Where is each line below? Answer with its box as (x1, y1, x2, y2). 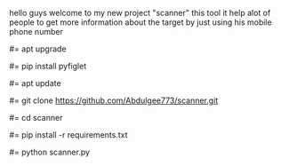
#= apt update (9, 78, 61, 88)
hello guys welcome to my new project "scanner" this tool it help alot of (9, 8, 271, 18)
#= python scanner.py (9, 146, 91, 157)
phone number (9, 27, 64, 36)
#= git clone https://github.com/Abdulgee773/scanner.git (9, 95, 219, 106)
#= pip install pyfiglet (9, 61, 87, 71)
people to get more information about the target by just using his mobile (9, 17, 273, 28)
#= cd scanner (9, 113, 63, 123)
